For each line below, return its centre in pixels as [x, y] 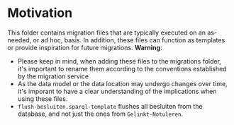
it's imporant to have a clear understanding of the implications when [117, 91]
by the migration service [53, 76]
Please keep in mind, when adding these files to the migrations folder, [119, 61]
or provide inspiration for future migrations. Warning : [85, 47]
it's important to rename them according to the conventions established [122, 69]
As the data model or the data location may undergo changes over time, [123, 83]
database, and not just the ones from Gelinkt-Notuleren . [100, 114]
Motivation [40, 13]
